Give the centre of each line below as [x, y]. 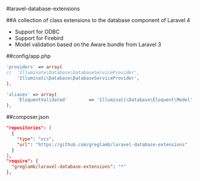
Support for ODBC [37, 32]
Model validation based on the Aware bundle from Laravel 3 [88, 45]
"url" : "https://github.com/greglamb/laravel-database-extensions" [102, 145]
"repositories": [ [29, 128]
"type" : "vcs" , [36, 139]
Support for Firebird [39, 38]
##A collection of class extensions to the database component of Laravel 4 [98, 20]
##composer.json [28, 117]
